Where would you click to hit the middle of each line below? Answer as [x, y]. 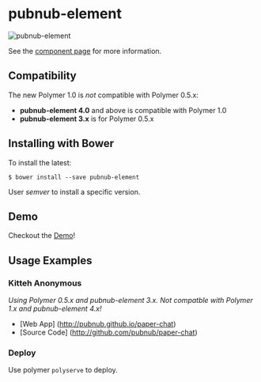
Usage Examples [50, 261]
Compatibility [42, 76]
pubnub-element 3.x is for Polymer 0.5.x [87, 119]
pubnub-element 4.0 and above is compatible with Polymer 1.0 [123, 110]
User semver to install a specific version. [74, 191]
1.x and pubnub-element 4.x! [55, 308]
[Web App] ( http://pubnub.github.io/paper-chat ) [98, 324]
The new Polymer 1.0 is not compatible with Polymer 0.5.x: [104, 95]
